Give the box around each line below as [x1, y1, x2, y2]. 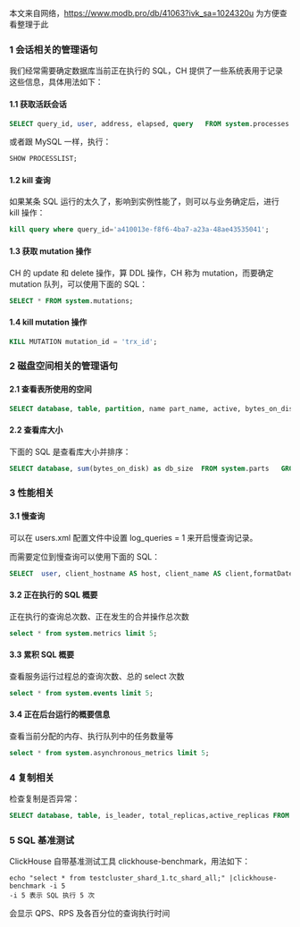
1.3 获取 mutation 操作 [9, 245, 92, 257]
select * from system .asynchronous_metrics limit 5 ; [9, 748, 210, 757]
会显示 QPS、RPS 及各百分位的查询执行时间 [9, 908, 171, 919]
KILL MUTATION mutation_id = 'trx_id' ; [9, 337, 158, 346]
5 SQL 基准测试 [9, 834, 75, 847]
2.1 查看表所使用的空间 [9, 383, 92, 394]
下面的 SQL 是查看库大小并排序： [9, 446, 131, 457]
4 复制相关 [9, 771, 55, 784]
